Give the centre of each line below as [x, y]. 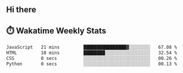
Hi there [21, 10]
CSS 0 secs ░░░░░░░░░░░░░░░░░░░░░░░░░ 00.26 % [92, 58]
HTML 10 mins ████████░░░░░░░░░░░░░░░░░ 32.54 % [92, 53]
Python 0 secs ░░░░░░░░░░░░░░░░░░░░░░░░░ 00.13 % [92, 64]
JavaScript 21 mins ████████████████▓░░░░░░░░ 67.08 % [92, 47]
